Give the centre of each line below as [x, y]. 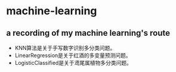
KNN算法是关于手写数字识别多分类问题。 [65, 48]
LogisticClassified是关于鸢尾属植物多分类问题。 [73, 63]
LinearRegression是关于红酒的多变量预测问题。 [73, 55]
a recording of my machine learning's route [88, 33]
